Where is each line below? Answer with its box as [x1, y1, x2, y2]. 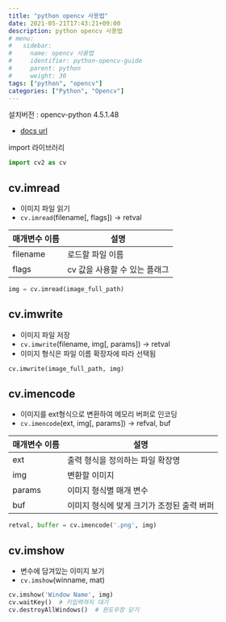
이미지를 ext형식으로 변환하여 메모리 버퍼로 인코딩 [19, 409, 178, 420]
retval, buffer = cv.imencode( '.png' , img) [8, 521, 157, 529]
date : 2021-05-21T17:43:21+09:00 [8, 19, 121, 27]
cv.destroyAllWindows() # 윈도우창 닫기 [8, 606, 140, 614]
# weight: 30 [8, 72, 67, 80]
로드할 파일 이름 [67, 249, 124, 261]
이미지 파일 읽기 [19, 203, 70, 214]
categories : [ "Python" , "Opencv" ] [8, 86, 125, 95]
